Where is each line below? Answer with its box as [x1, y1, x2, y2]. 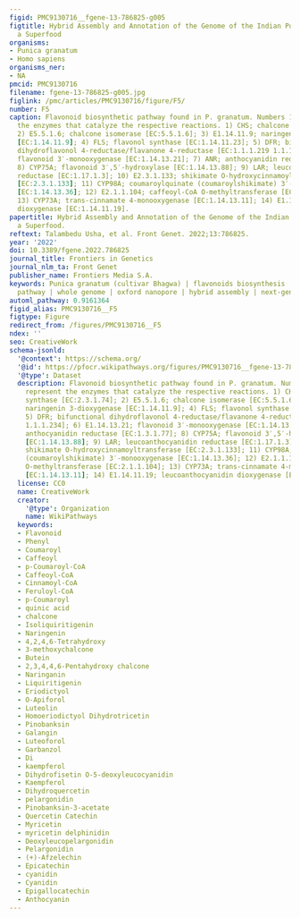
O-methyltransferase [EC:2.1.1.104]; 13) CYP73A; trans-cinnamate [25, 463, 278, 472]
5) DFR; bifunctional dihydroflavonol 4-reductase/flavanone [25, 412, 257, 421]
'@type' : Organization [25, 504, 110, 513]
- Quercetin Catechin [17, 812, 98, 820]
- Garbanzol [17, 744, 62, 754]
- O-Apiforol [17, 695, 66, 704]
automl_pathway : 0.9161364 [9, 296, 110, 305]
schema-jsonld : [9, 345, 66, 354]
